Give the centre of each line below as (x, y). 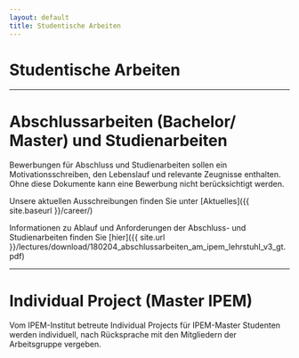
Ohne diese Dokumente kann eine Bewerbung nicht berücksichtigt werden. (147, 184)
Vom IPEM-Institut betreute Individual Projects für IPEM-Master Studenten (145, 325)
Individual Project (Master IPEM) (131, 301)
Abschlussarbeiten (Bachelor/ (123, 122)
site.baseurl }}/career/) (51, 211)
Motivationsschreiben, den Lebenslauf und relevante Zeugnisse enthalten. (145, 175)
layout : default (39, 17)
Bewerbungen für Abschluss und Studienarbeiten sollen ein (118, 165)
